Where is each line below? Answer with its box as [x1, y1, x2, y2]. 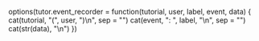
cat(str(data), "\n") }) [8, 24, 78, 33]
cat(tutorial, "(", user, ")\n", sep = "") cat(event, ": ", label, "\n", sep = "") [8, 15, 246, 25]
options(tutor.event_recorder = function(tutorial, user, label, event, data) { [8, 7, 252, 16]
